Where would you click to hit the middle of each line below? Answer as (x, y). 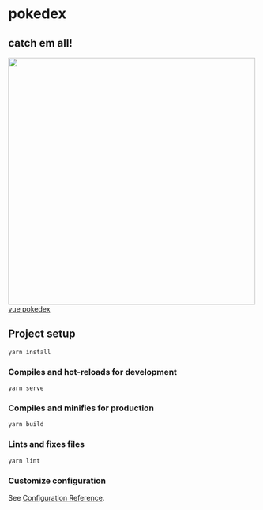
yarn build (26, 425)
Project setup (42, 334)
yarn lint (24, 461)
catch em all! (40, 43)
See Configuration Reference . (56, 498)
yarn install (30, 352)
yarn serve (26, 388)
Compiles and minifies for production (81, 408)
